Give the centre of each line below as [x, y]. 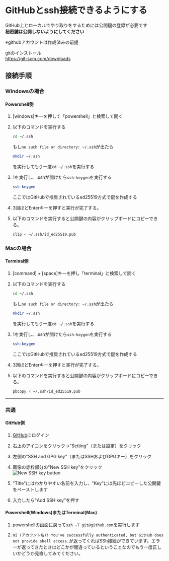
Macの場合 [18, 248]
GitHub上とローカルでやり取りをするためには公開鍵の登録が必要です [76, 25]
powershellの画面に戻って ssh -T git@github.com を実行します [76, 525]
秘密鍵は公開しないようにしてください [45, 31]
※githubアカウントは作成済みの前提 [42, 42]
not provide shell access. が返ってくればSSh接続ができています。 [82, 541]
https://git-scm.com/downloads [38, 58]
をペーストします [30, 489]
